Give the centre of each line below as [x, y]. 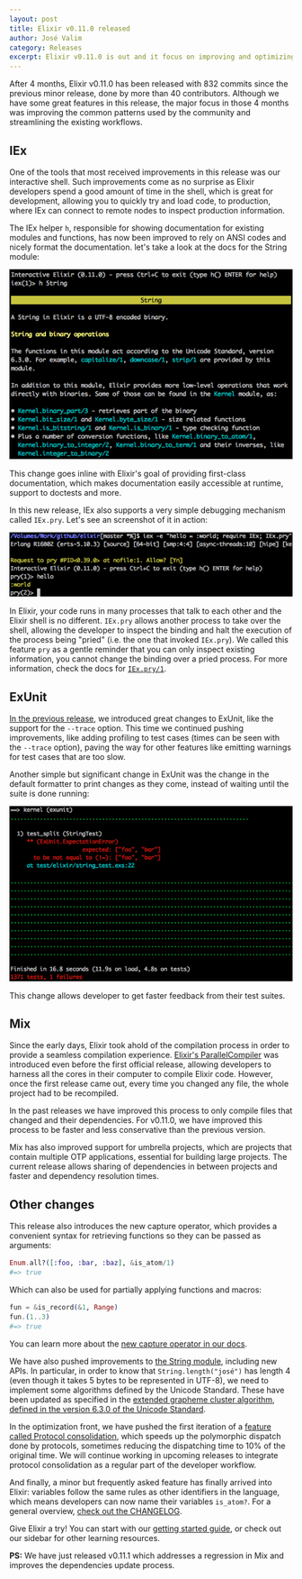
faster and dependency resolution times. [84, 1176]
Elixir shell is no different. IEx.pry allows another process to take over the [145, 621]
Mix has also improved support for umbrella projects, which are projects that [151, 1147]
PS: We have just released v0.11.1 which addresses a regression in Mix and [147, 1556]
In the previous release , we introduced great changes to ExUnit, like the [142, 718]
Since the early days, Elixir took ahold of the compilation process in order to [150, 1045]
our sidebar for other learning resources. [84, 1538]
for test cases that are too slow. [67, 756]
